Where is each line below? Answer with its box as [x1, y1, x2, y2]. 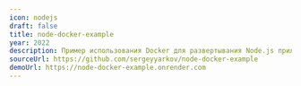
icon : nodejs [9, 13, 58, 22]
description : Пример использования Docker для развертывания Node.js [9, 47, 275, 56]
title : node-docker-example [9, 30, 115, 39]
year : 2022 [9, 38, 50, 47]
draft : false [9, 21, 58, 30]
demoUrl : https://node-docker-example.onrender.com [9, 64, 206, 73]
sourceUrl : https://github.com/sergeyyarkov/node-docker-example [9, 55, 258, 64]
